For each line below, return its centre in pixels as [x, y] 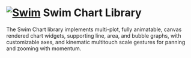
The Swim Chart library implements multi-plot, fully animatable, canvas [94, 29]
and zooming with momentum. [44, 48]
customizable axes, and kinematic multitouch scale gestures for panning [96, 42]
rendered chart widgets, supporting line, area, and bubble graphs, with [94, 35]
